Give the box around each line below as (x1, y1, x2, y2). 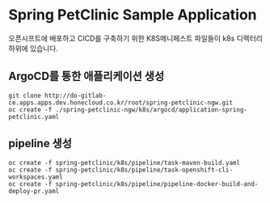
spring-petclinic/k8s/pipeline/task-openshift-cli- (55, 166, 233, 174)
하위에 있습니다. (8, 43, 59, 53)
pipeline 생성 (8, 137, 73, 150)
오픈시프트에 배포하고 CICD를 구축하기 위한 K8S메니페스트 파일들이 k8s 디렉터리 (8, 33, 263, 43)
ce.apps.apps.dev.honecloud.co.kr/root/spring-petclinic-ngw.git (8, 99, 233, 107)
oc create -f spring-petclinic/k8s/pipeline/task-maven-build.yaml (8, 159, 241, 167)
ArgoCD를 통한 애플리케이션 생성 (8, 70, 165, 83)
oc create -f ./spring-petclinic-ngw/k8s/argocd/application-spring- (8, 105, 248, 114)
